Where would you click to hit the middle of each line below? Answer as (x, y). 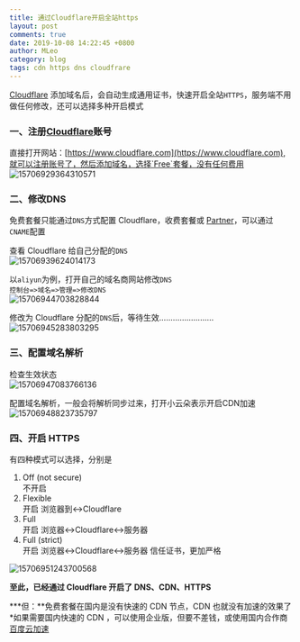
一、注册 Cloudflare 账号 (61, 131)
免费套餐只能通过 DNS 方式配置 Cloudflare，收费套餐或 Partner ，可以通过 (141, 221)
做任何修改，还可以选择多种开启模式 (77, 105)
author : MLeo (34, 51)
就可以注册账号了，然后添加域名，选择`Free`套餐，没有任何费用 (127, 164)
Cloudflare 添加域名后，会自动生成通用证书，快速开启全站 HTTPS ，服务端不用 (150, 95)
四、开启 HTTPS (45, 438)
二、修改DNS (38, 199)
